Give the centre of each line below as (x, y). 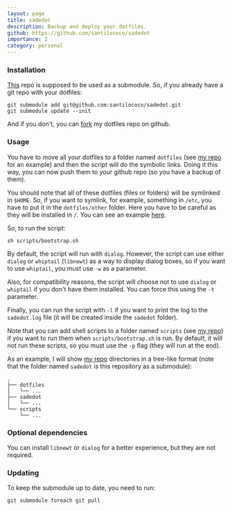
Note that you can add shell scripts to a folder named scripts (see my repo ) (115, 330)
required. (20, 455)
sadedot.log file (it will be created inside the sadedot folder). (93, 317)
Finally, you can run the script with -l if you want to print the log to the (107, 310)
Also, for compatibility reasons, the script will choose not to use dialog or (112, 282)
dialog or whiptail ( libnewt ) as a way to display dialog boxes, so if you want (116, 261)
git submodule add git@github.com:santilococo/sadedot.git (94, 105)
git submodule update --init (49, 111)
